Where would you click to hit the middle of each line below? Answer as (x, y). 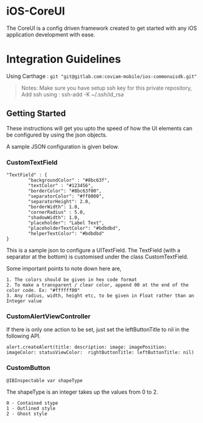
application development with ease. (51, 34)
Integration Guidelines (64, 59)
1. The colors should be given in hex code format (72, 279)
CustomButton (28, 368)
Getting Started (36, 114)
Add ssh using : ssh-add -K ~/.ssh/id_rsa (72, 94)
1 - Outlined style (31, 408)
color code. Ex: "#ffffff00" (43, 290)
